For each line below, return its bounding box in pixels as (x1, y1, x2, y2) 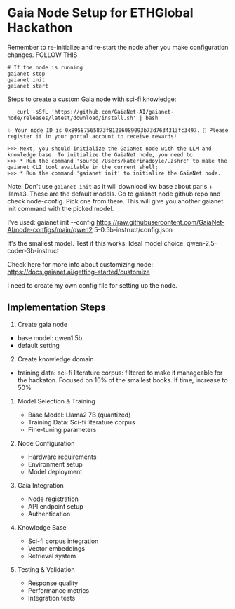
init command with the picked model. (7, 204, 114, 213)
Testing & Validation (17, 565, 75, 573)
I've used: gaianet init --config (7, 217, 95, 226)
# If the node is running (7, 64, 83, 71)
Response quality (27, 579, 79, 587)
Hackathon (7, 20, 73, 36)
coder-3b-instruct (7, 246, 60, 255)
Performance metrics (27, 586, 90, 594)
